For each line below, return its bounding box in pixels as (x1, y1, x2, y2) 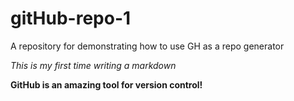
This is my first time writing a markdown (10, 59, 177, 71)
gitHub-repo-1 (10, 7, 132, 30)
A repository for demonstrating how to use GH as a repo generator (10, 40, 285, 52)
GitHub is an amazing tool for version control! (10, 78, 203, 91)
